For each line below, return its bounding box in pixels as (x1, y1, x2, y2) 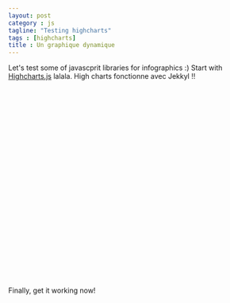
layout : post (8, 11, 52, 20)
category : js (8, 19, 56, 27)
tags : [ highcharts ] (8, 33, 77, 42)
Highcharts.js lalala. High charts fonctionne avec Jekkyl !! (8, 72, 196, 81)
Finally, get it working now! (8, 286, 96, 295)
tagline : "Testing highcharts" (8, 26, 112, 34)
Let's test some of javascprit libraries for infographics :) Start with (8, 63, 223, 72)
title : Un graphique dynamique (8, 41, 115, 49)
